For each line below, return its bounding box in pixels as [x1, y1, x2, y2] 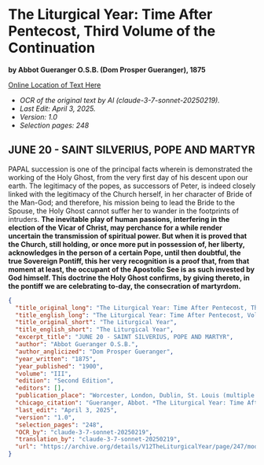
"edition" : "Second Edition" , [15, 377, 114, 385]
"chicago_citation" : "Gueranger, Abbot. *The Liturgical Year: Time [15, 399, 244, 407]
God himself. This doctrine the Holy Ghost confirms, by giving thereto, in [8, 273, 250, 282]
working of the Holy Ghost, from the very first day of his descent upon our [8, 172, 249, 182]
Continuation [8, 39, 96, 57]
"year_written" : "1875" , [15, 355, 97, 363]
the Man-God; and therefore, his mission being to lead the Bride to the [8, 197, 236, 207]
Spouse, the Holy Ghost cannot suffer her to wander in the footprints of [8, 206, 240, 216]
